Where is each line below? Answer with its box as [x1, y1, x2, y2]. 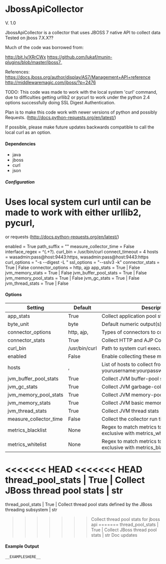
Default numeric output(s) [101, 320, 162, 327]
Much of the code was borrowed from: [5, 44, 84, 50]
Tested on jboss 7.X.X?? [5, 35, 53, 41]
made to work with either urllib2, [5, 207, 142, 218]
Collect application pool [101, 313, 157, 319]
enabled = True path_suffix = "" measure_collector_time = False [5, 243, 135, 249]
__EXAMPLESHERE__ [5, 555, 41, 560]
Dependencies [5, 140, 36, 147]
